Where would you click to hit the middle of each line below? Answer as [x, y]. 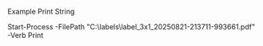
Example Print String [41, 11]
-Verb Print [26, 35]
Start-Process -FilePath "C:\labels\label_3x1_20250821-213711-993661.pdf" [131, 27]
